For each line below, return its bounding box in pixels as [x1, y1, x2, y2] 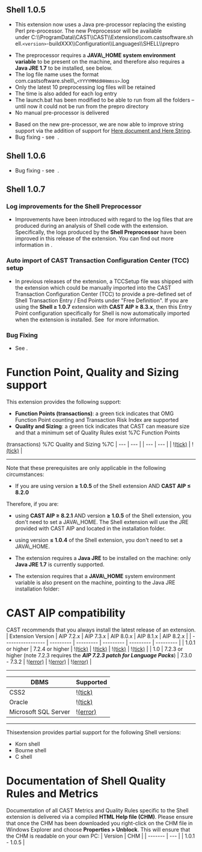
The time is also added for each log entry [14, 90, 117, 97]
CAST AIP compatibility [6, 606, 126, 620]
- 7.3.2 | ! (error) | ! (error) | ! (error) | [6, 658, 92, 665]
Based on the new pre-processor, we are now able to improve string [14, 120, 184, 128]
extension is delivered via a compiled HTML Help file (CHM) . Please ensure [6, 813, 194, 820]
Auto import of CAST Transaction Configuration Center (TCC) [6, 257, 189, 265]
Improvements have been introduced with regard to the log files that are [14, 216, 194, 223]
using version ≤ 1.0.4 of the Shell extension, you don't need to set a [14, 536, 183, 543]
